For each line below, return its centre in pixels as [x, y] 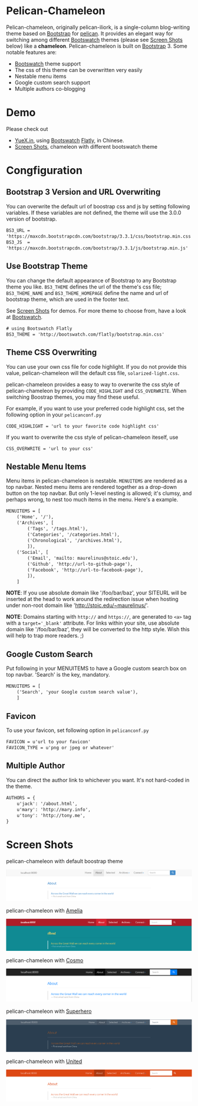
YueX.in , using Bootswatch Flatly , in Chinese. [69, 140]
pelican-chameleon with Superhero [49, 1011]
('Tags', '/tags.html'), [58, 529]
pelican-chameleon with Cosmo [45, 960]
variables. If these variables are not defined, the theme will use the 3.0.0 [94, 212]
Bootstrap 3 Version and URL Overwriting [83, 192]
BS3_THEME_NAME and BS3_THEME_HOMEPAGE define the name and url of [88, 293]
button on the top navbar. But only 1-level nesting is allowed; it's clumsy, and [99, 493]
